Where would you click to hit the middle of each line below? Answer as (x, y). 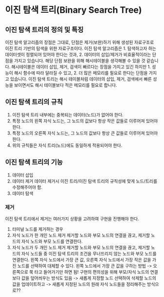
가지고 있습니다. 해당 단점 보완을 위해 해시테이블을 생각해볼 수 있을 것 (80, 61)
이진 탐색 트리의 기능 (34, 162)
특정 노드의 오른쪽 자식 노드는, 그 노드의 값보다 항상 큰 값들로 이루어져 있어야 (85, 133)
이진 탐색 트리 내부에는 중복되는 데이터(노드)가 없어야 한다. (68, 114)
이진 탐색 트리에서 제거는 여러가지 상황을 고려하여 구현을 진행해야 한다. (72, 219)
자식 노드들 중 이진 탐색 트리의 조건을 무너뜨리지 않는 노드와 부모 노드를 (89, 253)
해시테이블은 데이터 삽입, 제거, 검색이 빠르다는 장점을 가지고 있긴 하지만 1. (81, 67)
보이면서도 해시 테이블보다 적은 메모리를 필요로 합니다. (65, 85)
